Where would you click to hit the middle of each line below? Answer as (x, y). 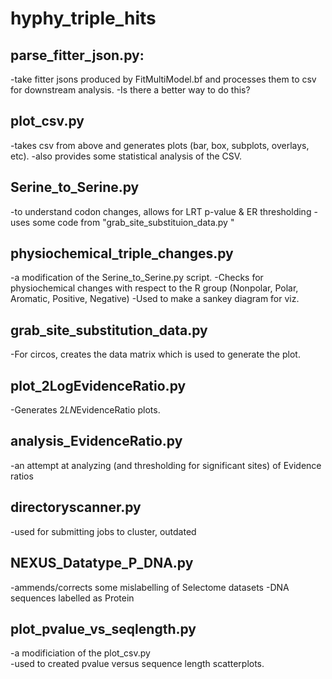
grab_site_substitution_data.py (109, 330)
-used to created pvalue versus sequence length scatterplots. (137, 664)
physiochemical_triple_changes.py (122, 253)
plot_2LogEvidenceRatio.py (98, 385)
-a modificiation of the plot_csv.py (80, 653)
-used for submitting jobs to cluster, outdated (103, 531)
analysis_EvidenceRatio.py (96, 441)
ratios (22, 476)
